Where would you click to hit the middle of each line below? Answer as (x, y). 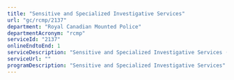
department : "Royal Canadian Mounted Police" (74, 26)
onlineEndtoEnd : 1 (34, 46)
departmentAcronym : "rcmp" (46, 33)
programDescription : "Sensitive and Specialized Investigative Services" (117, 65)
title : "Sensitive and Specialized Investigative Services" (96, 14)
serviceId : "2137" (34, 40)
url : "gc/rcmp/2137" (37, 20)
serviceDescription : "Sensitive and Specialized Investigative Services (115, 53)
